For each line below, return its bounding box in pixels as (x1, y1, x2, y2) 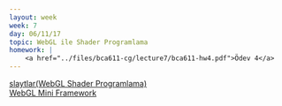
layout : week (9, 12, 57, 22)
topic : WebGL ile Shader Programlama (9, 37, 149, 47)
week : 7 (9, 21, 38, 30)
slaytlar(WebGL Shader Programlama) (9, 79, 148, 88)
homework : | (9, 46, 53, 55)
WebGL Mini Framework (9, 87, 97, 98)
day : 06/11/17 (9, 29, 62, 38)
